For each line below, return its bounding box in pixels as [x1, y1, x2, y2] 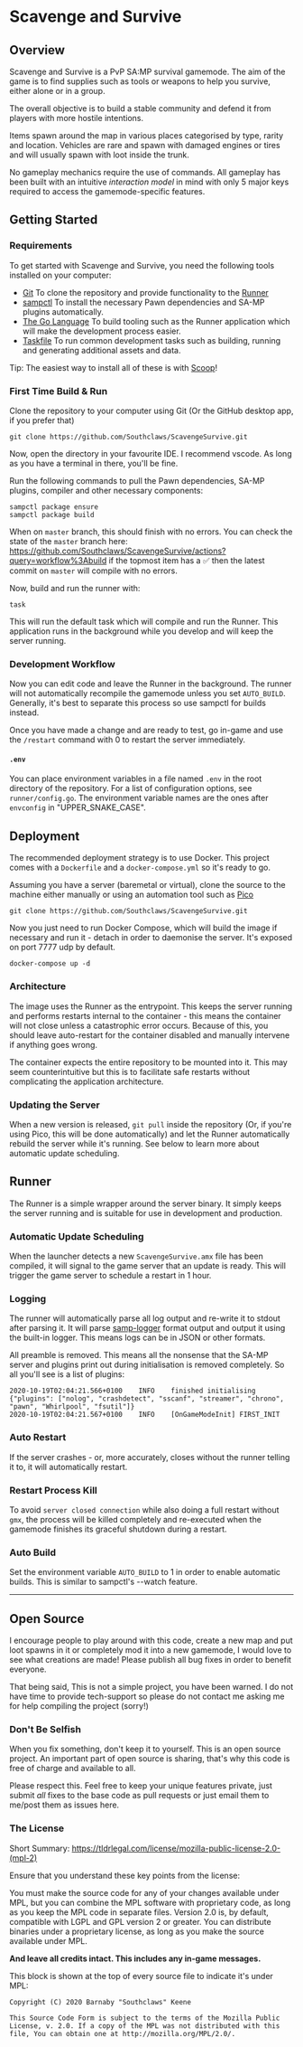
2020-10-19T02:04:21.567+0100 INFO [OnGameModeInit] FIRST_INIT [9, 1410, 280, 1420]
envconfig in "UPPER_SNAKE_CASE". [9, 802, 146, 813]
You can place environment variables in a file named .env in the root [9, 773, 262, 784]
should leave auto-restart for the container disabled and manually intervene [9, 1029, 290, 1041]
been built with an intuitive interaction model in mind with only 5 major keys [9, 176, 289, 187]
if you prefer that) [9, 414, 75, 426]
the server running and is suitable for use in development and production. [9, 1207, 282, 1218]
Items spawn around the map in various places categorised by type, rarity [9, 130, 284, 141]
